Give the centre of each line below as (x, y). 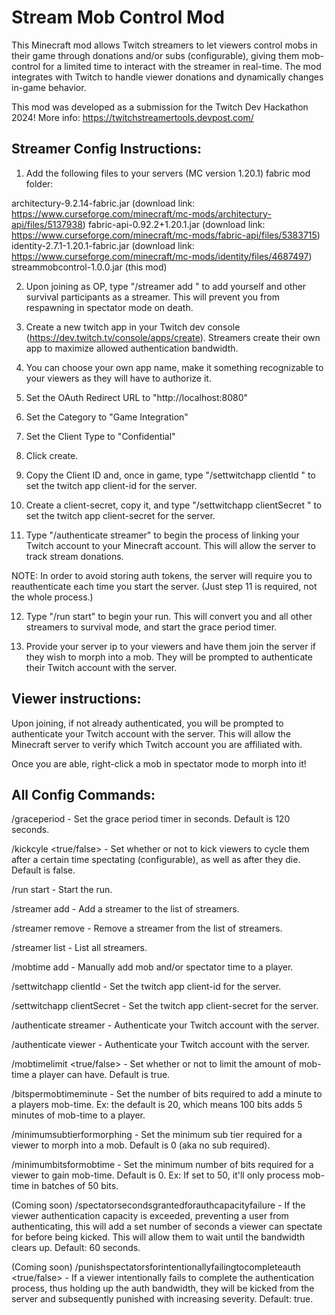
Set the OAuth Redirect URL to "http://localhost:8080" (137, 397)
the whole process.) (52, 597)
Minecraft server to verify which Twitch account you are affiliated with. (157, 744)
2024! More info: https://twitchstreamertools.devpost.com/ (132, 117)
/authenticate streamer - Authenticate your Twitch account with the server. (165, 1025)
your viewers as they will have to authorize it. (118, 378)
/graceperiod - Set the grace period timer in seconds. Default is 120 (151, 819)
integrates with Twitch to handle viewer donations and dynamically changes (167, 77)
